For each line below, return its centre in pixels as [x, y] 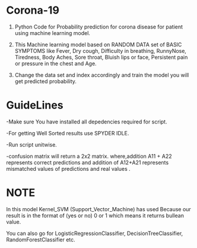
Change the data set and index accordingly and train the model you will [102, 75]
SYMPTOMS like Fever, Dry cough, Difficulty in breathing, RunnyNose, [101, 50]
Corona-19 [33, 10]
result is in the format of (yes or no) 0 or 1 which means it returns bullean [95, 215]
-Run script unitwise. [32, 144]
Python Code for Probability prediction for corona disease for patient [99, 27]
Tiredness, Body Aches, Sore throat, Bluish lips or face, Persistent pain [101, 57]
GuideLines [35, 105]
